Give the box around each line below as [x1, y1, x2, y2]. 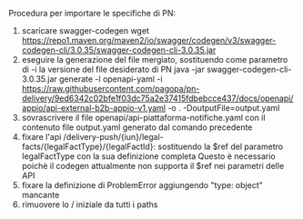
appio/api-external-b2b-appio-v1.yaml [21, 103, 166, 113]
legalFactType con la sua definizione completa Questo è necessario [21, 151, 276, 162]
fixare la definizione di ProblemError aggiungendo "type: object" [21, 180, 263, 190]
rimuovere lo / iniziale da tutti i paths [21, 199, 158, 210]
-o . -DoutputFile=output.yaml [167, 103, 280, 113]
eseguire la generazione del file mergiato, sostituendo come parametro [21, 55, 288, 65]
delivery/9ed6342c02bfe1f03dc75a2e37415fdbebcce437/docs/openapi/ [21, 93, 294, 104]
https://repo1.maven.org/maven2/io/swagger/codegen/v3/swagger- [21, 35, 277, 45]
